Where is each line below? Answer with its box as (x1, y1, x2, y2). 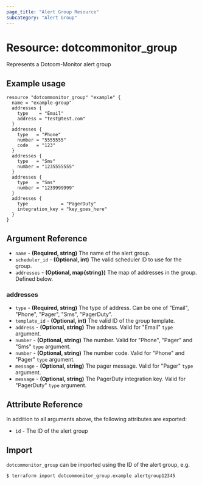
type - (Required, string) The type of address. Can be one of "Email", (15, 304, 189, 312)
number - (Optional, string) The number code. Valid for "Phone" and (15, 349, 185, 357)
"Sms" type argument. (15, 343, 71, 350)
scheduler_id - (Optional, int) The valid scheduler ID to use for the (15, 256, 183, 263)
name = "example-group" (12, 100, 72, 106)
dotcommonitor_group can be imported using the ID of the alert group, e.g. (6, 461, 190, 468)
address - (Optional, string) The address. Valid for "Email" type (15, 323, 173, 331)
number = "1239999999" (17, 185, 75, 191)
